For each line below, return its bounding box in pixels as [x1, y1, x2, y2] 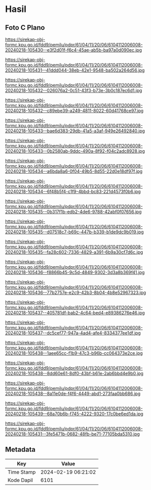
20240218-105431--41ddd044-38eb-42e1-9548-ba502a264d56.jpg [5, 67, 145, 73]
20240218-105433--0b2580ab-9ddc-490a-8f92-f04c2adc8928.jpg [5, 148, 145, 154]
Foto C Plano [5, 23, 45, 32]
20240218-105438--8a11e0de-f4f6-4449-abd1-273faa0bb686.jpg [5, 391, 141, 396]
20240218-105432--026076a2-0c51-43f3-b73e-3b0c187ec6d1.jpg [5, 88, 143, 93]
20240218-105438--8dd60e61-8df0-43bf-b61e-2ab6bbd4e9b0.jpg [5, 371, 144, 376]
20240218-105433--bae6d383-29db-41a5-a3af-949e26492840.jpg [5, 128, 145, 134]
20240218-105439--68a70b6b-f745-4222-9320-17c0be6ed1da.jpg [5, 411, 144, 416]
